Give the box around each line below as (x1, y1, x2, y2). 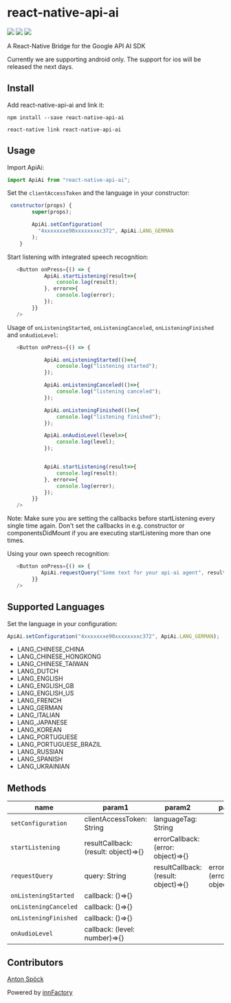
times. (7, 536, 25, 545)
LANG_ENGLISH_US (16, 689, 74, 697)
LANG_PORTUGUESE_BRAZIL (16, 741, 102, 749)
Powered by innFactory (7, 989, 74, 996)
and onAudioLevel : (7, 331, 58, 339)
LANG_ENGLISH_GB (16, 682, 74, 690)
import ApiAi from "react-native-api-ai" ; (7, 176, 131, 183)
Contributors (7, 956, 64, 969)
